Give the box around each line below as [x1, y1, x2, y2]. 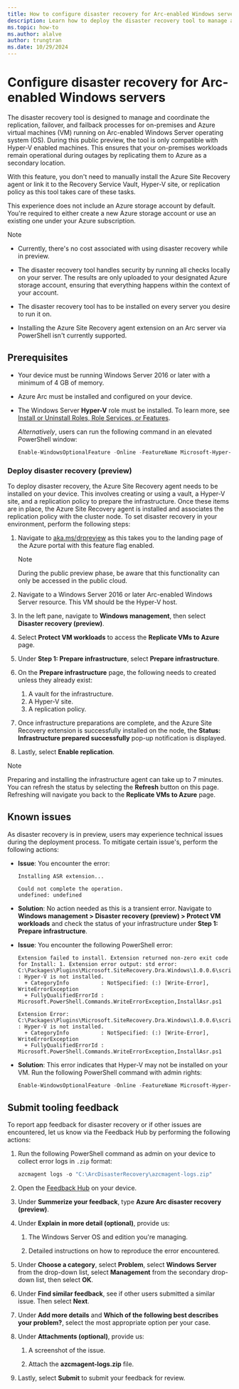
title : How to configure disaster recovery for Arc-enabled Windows [7, 10, 215, 18]
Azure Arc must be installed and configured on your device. [17, 392, 193, 400]
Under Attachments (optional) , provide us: [17, 1332, 144, 1341]
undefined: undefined [17, 891, 82, 899]
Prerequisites [7, 352, 68, 364]
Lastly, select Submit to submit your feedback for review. [17, 1374, 186, 1383]
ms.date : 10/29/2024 [7, 44, 69, 51]
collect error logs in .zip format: [17, 1157, 112, 1166]
